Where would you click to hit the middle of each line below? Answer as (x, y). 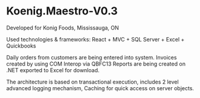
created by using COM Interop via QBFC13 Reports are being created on (96, 64)
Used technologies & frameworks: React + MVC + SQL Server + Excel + (95, 39)
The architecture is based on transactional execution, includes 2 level (93, 82)
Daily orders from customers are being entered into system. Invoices (92, 57)
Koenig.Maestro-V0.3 (62, 11)
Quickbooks (21, 46)
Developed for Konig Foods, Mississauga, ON (63, 28)
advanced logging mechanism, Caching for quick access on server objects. (100, 88)
